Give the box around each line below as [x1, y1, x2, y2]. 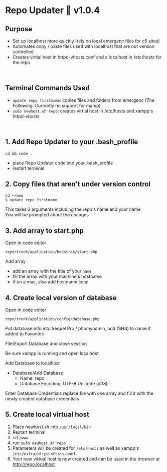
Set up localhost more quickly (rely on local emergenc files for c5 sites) [12, 38, 160, 44]
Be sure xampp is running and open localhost [5, 350, 99, 357]
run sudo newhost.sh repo [12, 440, 66, 446]
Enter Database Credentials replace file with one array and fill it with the [5, 390, 154, 396]
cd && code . [5, 151, 33, 156]
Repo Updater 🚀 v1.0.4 [5, 5, 100, 16]
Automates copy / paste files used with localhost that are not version [12, 43, 154, 49]
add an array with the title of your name [12, 268, 92, 274]
